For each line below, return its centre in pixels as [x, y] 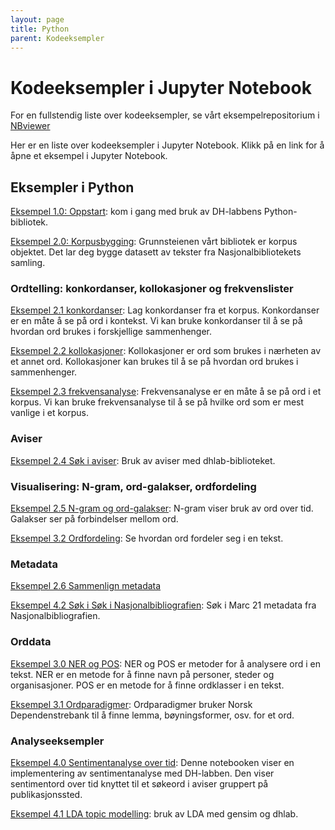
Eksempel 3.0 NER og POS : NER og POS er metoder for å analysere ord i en [166, 663]
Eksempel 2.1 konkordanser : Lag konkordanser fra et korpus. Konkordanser [165, 310]
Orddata [31, 642]
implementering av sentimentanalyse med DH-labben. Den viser [142, 773]
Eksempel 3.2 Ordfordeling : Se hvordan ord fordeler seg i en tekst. [147, 538]
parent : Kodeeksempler [57, 38]
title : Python [40, 29]
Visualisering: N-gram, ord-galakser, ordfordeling [133, 486]
